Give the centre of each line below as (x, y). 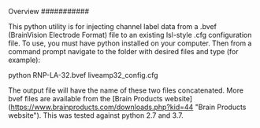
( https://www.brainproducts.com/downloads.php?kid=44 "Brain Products (127, 107)
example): (24, 60)
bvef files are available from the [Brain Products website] (100, 99)
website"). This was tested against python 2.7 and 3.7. (96, 115)
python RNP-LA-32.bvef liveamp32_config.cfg (84, 75)
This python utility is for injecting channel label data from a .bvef (112, 26)
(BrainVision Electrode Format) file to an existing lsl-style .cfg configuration (130, 35)
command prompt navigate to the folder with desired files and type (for (123, 51)
